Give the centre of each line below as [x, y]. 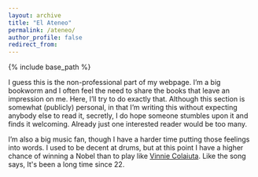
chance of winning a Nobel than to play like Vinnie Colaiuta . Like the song [127, 156]
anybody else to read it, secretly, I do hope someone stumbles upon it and [128, 116]
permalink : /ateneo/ [42, 30]
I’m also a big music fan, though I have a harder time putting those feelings [129, 139]
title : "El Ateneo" [40, 23]
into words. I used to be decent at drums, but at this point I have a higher [126, 148]
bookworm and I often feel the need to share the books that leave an [119, 90]
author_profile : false [45, 37]
